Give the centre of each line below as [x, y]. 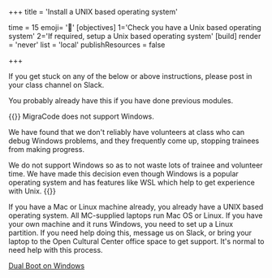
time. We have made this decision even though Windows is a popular [124, 174]
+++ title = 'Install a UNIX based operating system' [93, 12]
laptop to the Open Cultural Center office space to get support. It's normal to [137, 241]
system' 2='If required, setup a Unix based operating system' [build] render [135, 36]
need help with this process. [56, 250]
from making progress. [47, 149]
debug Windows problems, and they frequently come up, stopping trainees [134, 141]
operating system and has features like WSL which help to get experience [132, 182]
